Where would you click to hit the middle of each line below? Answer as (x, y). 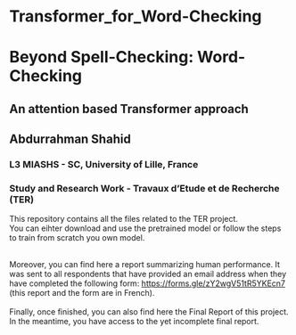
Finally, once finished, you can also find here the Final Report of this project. (149, 312)
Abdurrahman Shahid (70, 139)
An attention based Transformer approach (129, 109)
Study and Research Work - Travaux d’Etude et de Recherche (144, 188)
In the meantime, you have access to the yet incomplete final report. (134, 322)
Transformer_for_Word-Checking (136, 16)
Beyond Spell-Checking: (102, 57)
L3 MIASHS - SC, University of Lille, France (104, 165)
